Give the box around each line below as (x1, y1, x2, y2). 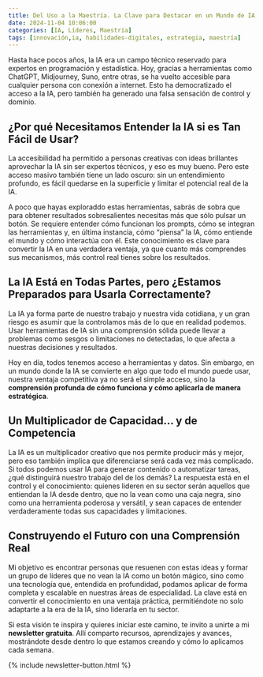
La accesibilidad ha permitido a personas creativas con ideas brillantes (8, 153, 239, 163)
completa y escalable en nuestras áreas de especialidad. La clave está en (8, 588, 247, 597)
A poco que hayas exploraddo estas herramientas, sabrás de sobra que (8, 202, 241, 212)
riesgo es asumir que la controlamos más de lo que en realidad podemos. (8, 317, 246, 326)
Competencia (8, 427, 76, 440)
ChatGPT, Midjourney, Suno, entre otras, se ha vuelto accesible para (8, 72, 231, 81)
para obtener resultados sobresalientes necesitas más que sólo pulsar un (8, 211, 246, 220)
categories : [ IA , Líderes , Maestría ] (8, 26, 132, 34)
